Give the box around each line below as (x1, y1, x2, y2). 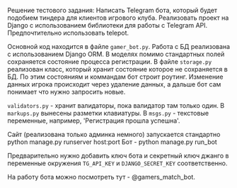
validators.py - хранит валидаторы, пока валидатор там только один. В (7, 101, 225, 109)
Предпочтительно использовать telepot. (7, 28, 129, 37)
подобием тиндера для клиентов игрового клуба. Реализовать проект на (7, 13, 229, 22)
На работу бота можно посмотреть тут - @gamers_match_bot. (7, 173, 196, 181)
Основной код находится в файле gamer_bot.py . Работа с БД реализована (7, 43, 231, 50)
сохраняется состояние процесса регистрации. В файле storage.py (7, 57, 212, 66)
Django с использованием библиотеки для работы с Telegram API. (7, 21, 208, 29)
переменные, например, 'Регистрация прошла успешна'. (7, 116, 180, 125)
